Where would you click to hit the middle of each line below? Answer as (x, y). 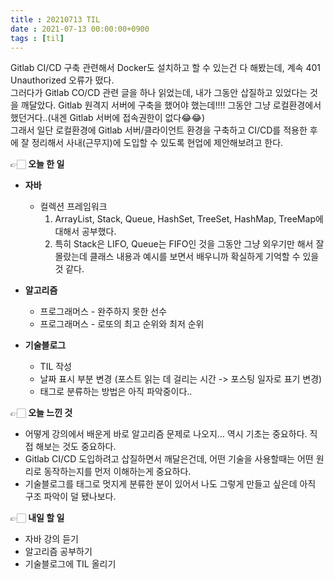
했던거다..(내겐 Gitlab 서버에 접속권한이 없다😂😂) (108, 118)
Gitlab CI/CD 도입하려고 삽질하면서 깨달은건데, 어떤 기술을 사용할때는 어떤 (169, 459)
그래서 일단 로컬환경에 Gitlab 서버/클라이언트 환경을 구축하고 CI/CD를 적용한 (159, 130)
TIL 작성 (56, 367)
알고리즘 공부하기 (58, 552)
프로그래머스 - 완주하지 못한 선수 (103, 312)
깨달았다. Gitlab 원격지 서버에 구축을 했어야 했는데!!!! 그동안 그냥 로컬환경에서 (171, 105)
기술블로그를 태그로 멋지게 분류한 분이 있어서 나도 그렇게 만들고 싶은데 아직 (170, 484)
